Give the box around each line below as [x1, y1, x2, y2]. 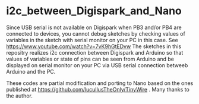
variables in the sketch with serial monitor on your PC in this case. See [6, 36, 178, 43]
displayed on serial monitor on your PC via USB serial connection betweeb [6, 61, 188, 69]
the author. [6, 92, 33, 99]
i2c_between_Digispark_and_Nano [6, 4, 182, 18]
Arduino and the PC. [6, 68, 56, 75]
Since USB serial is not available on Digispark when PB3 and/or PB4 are [6, 24, 182, 31]
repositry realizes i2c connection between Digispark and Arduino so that [6, 49, 184, 56]
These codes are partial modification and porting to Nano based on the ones [6, 79, 194, 87]
